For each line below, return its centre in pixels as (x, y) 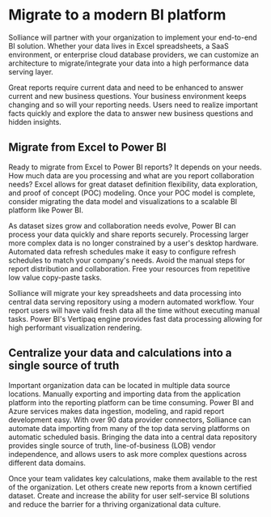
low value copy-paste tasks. (55, 277)
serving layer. (31, 71)
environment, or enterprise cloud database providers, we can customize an (133, 54)
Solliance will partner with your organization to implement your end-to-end (133, 37)
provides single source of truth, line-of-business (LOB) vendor (112, 445)
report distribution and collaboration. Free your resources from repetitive (129, 268)
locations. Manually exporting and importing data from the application (125, 394)
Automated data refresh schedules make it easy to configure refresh (122, 251)
